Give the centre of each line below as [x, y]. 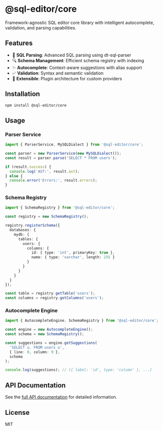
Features [19, 43]
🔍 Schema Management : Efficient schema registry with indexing [78, 60]
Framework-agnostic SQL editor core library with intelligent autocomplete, [80, 23]
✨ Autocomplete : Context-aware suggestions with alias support [77, 68]
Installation [23, 94]
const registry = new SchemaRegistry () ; [47, 216]
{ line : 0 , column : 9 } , [35, 352]
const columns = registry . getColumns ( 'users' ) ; [55, 298]
